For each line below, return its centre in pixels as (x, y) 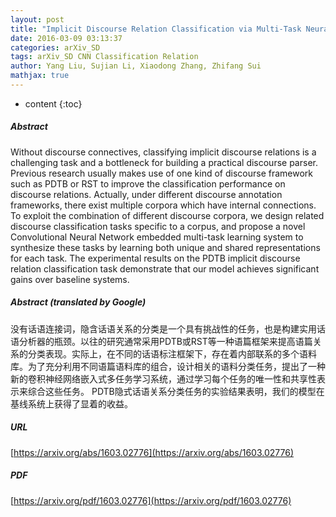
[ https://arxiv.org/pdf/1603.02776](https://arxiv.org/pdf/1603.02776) (151, 500)
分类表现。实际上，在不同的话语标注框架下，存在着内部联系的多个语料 (172, 353)
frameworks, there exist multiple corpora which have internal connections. (163, 205)
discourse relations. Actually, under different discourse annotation (146, 194)
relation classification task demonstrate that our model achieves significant (165, 268)
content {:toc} (53, 103)
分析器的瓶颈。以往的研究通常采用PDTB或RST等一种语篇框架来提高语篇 (165, 341)
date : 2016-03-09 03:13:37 (66, 38)
